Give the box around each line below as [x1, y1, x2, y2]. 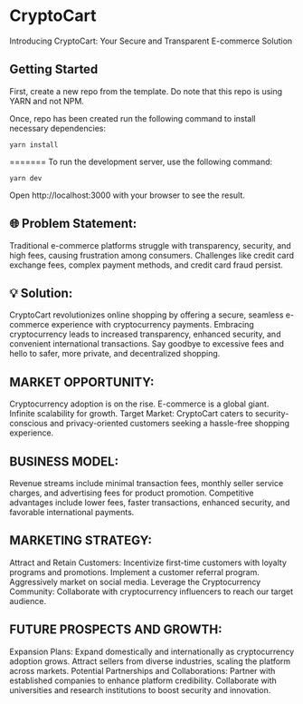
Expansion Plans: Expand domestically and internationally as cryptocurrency [9, 646, 295, 657]
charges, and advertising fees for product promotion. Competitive [9, 487, 254, 498]
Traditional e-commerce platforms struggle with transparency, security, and [9, 240, 291, 250]
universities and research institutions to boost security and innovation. [9, 684, 271, 695]
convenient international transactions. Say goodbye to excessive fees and [9, 338, 285, 349]
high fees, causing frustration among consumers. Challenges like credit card [9, 249, 295, 260]
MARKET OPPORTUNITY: [9, 374, 155, 390]
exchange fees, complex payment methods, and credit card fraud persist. [9, 259, 283, 270]
